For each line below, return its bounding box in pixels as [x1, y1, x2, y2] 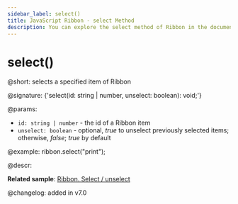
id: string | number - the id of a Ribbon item [17, 118, 151, 127]
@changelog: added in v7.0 [7, 188, 87, 197]
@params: [7, 105, 38, 113]
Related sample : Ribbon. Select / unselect [7, 175, 131, 183]
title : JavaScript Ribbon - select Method [7, 17, 135, 24]
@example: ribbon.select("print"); [7, 147, 106, 156]
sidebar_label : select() [7, 10, 81, 18]
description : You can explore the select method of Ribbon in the [7, 23, 208, 30]
